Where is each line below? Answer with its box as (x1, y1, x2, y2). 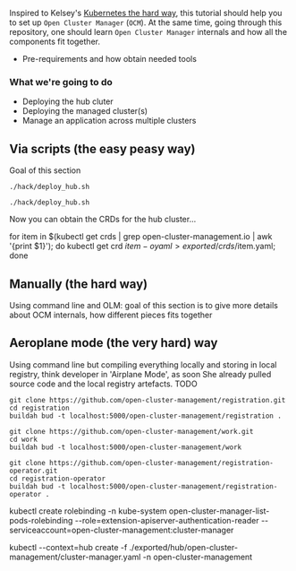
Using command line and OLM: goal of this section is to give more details (9, 299, 279, 310)
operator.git (9, 466, 58, 475)
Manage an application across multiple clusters (21, 116, 197, 126)
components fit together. (9, 36, 101, 47)
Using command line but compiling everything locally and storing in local (9, 359, 277, 370)
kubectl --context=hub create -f (9, 541, 128, 552)
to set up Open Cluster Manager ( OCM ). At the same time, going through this (9, 17, 283, 28)
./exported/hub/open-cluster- (129, 541, 239, 552)
